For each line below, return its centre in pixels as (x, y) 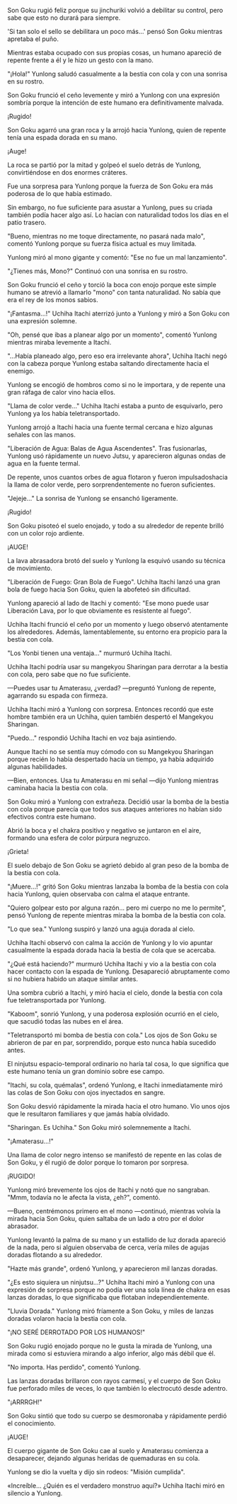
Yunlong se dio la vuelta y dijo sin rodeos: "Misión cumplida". (96, 1472)
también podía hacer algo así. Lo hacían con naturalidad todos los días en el (118, 215)
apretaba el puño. (33, 39)
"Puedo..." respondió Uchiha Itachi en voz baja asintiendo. (92, 738)
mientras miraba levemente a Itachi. (59, 342)
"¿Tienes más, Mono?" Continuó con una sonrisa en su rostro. (98, 271)
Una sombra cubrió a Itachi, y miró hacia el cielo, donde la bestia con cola (115, 993)
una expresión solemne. (42, 321)
